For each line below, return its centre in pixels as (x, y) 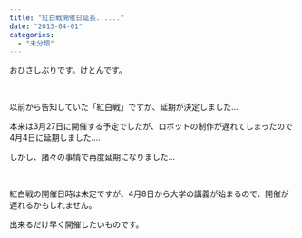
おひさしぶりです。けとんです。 (68, 70)
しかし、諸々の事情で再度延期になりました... (93, 157)
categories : (32, 35)
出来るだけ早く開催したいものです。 (77, 224)
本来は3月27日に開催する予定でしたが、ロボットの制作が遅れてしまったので (151, 126)
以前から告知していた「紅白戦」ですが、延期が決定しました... (124, 107)
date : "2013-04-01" (46, 26)
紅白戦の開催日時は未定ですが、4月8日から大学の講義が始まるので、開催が (149, 194)
